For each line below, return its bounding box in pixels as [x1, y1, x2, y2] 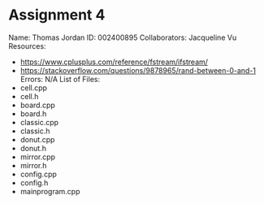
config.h [19, 177, 49, 188]
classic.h [19, 126, 50, 136]
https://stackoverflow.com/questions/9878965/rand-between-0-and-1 [19, 65, 257, 75]
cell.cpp [19, 83, 47, 93]
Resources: [8, 41, 46, 50]
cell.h [19, 91, 39, 101]
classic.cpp [19, 117, 59, 127]
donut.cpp [19, 134, 55, 144]
